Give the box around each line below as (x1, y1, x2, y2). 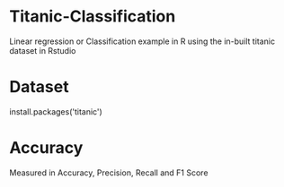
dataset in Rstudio (9, 45, 76, 55)
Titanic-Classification (9, 6, 176, 27)
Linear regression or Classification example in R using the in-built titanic (9, 36, 276, 47)
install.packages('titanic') (9, 106, 103, 117)
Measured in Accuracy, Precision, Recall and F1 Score (9, 167, 209, 178)
